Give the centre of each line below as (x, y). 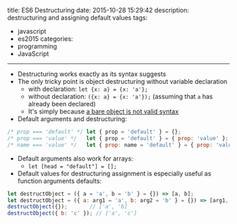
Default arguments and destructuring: (72, 119)
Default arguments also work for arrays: (75, 158)
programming (37, 46)
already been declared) (62, 104)
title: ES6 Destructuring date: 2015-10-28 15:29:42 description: (98, 10)
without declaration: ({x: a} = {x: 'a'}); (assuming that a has (120, 97)
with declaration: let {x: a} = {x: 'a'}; (88, 89)
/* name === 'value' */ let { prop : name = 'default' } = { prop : (110, 145)
